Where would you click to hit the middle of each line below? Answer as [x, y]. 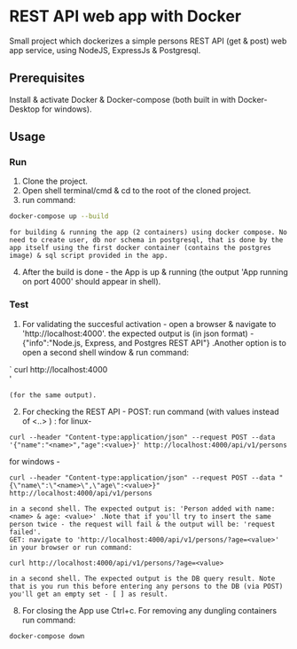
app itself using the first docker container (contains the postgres [141, 248]
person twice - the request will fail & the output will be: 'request [142, 524]
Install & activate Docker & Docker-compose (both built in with [123, 99]
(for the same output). [53, 395]
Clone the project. [55, 181]
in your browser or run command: [71, 547]
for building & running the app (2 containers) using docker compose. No [148, 232]
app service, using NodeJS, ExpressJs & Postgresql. [105, 50]
